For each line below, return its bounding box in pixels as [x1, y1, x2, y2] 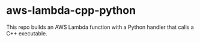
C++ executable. [6, 29, 47, 37]
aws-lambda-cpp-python [6, 4, 136, 17]
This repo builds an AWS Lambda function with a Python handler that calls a [6, 23, 194, 31]
